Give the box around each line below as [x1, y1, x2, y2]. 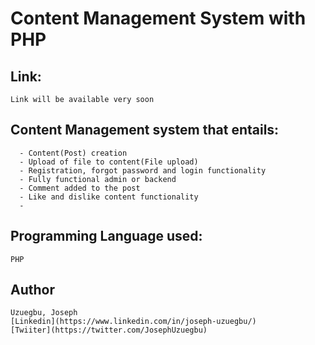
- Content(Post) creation [19, 148, 128, 158]
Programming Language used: [10, 228, 203, 245]
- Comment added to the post [19, 183, 141, 193]
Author [10, 282, 55, 299]
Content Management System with [10, 7, 307, 30]
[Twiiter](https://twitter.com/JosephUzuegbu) [10, 325, 208, 336]
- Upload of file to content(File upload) [19, 157, 199, 167]
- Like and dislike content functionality [19, 192, 199, 202]
